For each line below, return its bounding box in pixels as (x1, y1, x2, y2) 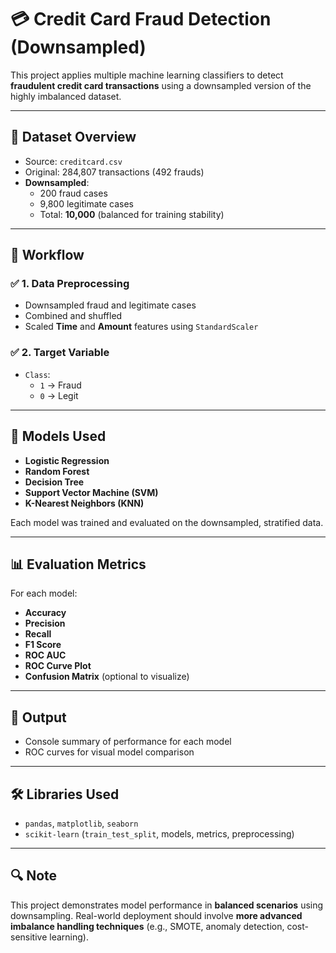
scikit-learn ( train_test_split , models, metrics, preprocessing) (24, 827, 295, 840)
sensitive (10, 931, 48, 943)
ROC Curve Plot (24, 660, 92, 672)
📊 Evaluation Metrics (10, 556, 147, 573)
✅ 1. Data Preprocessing (10, 277, 130, 291)
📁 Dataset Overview (10, 129, 137, 146)
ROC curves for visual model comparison (24, 746, 195, 758)
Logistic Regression (24, 454, 110, 466)
